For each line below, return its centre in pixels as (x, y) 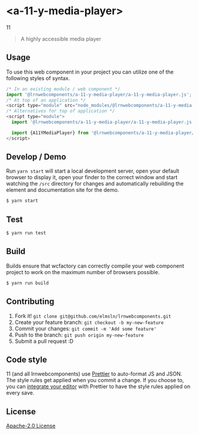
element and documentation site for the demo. (63, 190)
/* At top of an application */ (46, 100)
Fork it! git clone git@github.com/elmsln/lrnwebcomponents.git (93, 316)
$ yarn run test (26, 233)
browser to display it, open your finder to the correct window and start (92, 177)
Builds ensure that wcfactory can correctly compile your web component (95, 266)
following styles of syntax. (38, 78)
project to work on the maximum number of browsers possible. (83, 272)
